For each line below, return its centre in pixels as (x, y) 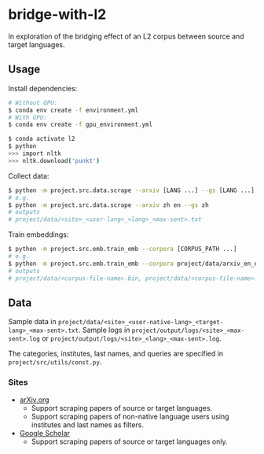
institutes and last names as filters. (87, 424)
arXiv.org (34, 400)
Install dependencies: (43, 88)
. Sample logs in (104, 330)
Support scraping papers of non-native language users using (130, 416)
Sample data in (32, 322)
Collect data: (29, 175)
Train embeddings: (38, 234)
